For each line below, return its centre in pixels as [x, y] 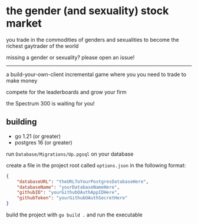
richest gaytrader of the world [42, 46]
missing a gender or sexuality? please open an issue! [70, 57]
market [24, 23]
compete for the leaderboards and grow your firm [66, 92]
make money [22, 80]
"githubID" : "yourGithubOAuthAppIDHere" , [68, 193]
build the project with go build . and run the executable [74, 215]
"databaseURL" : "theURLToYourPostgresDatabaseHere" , [83, 182]
